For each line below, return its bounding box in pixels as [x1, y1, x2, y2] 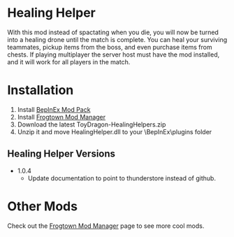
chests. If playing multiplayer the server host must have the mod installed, [7, 50, 220, 59]
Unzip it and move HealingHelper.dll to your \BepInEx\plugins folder [17, 127, 212, 136]
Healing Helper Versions [7, 148, 116, 160]
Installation [7, 82, 74, 99]
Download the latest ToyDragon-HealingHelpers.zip [17, 120, 166, 129]
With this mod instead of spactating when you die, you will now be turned [7, 28, 219, 36]
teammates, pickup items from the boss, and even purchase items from [7, 43, 212, 51]
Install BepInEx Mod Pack [17, 105, 91, 113]
